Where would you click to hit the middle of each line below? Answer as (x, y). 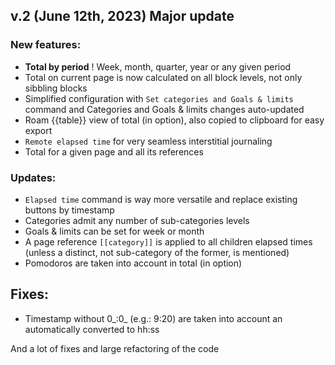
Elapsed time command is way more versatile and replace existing (161, 199)
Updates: (33, 177)
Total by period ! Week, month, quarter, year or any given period (158, 66)
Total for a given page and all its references (114, 151)
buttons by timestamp (69, 210)
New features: (46, 45)
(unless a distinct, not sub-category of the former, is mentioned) (157, 252)
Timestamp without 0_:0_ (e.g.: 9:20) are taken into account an (153, 318)
